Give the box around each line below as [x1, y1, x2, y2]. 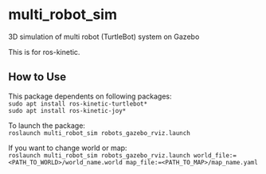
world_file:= [194, 151, 237, 160]
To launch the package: [8, 121, 86, 130]
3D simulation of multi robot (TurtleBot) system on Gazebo [8, 32, 200, 41]
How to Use [8, 70, 67, 84]
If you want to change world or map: [8, 143, 127, 153]
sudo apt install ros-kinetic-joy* [8, 106, 127, 114]
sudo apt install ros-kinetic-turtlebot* [8, 99, 148, 108]
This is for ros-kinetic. [8, 47, 80, 56]
